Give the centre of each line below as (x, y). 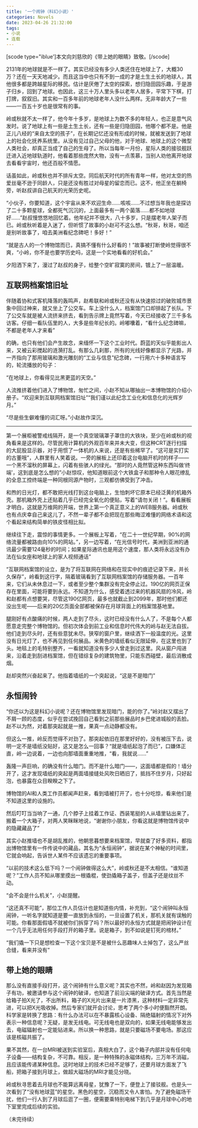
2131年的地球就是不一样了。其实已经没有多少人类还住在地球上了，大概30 (95, 69)
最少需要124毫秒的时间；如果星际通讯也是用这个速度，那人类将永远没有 (98, 549)
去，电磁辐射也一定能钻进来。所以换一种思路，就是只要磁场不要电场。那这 (96, 1030)
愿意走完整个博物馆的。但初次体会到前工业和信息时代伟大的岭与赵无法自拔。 (99, 626)
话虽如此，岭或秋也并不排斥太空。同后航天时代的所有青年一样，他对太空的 (96, 175)
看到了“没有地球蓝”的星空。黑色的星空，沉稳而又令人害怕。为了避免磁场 (99, 1092)
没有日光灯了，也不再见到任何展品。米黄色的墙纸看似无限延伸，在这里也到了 (99, 641)
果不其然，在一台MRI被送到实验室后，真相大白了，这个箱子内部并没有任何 (96, 1050)
